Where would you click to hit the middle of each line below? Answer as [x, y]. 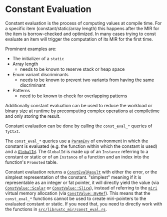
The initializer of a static [38, 58]
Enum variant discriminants [40, 74]
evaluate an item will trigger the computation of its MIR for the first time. [79, 39]
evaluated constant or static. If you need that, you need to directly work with [84, 203]
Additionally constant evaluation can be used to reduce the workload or [79, 105]
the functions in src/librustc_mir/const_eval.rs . [56, 209]
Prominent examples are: [31, 49]
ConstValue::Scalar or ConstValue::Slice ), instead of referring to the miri [81, 188]
